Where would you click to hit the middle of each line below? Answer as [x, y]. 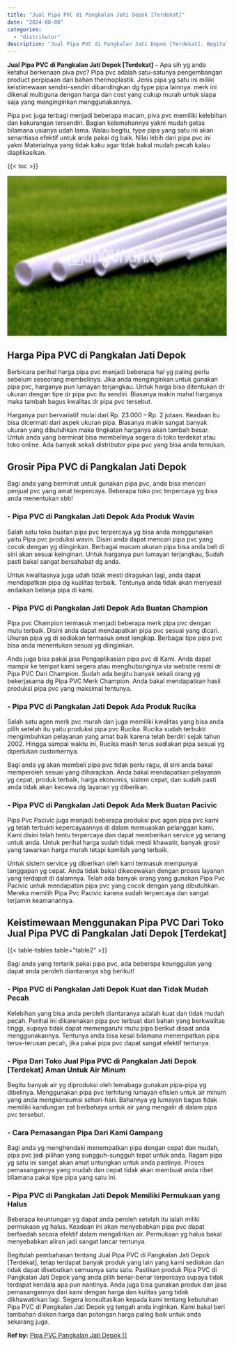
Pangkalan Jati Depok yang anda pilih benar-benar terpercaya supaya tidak [116, 1278]
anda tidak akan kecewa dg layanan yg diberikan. [78, 787]
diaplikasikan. [27, 153]
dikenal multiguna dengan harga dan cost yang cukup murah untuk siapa [112, 95]
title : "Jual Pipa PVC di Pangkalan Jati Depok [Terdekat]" [96, 15]
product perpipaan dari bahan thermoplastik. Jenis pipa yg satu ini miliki [111, 80]
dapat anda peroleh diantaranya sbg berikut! [71, 971]
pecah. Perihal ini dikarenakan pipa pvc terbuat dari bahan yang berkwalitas [116, 1020]
